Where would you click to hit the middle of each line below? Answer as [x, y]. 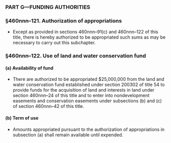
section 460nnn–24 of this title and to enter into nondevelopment [81, 96]
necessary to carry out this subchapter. [54, 43]
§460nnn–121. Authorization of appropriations [64, 20]
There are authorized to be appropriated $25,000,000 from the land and [88, 79]
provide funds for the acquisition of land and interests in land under [83, 90]
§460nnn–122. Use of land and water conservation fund [76, 56]
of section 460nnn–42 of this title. [48, 106]
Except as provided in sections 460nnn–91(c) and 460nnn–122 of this [85, 32]
